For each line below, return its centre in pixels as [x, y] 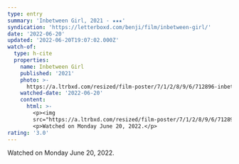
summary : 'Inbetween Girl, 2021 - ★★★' [67, 21]
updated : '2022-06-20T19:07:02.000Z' [63, 40]
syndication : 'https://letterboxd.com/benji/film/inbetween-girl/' [110, 27]
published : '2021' [47, 73]
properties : [32, 60]
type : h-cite [33, 54]
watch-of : [22, 47]
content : [33, 100]
